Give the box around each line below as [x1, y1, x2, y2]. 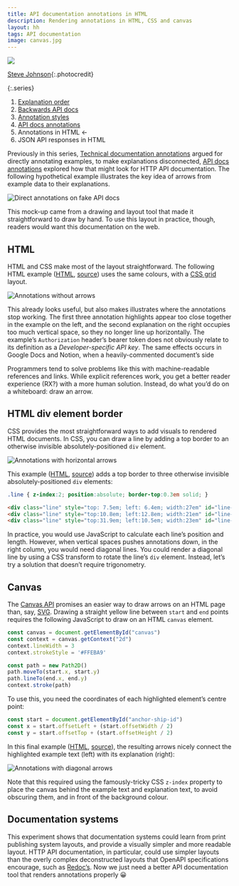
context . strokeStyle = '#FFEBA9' [7, 649, 107, 656]
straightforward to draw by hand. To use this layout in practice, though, [7, 215, 216, 223]
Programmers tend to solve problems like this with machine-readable [7, 364, 210, 373]
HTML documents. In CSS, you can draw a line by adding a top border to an [7, 434, 229, 443]
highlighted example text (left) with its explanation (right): [7, 750, 175, 758]
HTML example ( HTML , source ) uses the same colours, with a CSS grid [7, 269, 217, 278]
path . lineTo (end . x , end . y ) [7, 675, 87, 683]
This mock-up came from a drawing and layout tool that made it [7, 208, 194, 216]
